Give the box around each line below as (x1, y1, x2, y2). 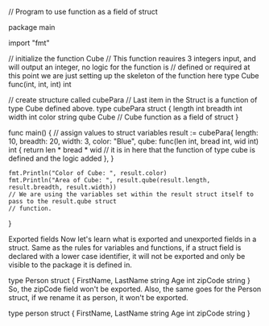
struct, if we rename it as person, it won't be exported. (8, 293, 189, 302)
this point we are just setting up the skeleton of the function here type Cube (8, 71, 259, 80)
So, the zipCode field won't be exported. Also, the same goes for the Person (8, 284, 262, 294)
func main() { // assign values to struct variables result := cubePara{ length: (8, 128, 259, 137)
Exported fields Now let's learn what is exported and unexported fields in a (8, 234, 257, 244)
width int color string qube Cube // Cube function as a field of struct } (8, 112, 239, 122)
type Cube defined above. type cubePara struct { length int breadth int (8, 104, 243, 113)
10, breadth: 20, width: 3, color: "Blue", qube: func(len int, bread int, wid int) (8, 136, 259, 146)
